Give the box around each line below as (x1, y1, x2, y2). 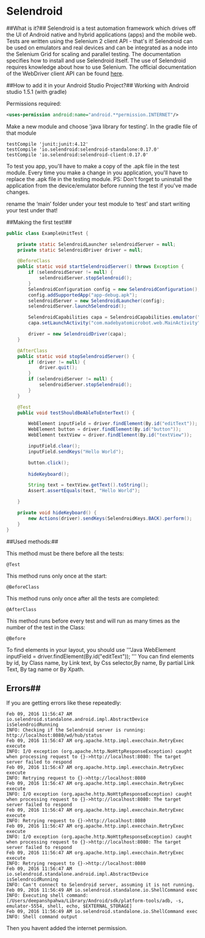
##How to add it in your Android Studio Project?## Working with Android (6, 81, 189, 89)
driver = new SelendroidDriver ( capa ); (28, 331, 127, 337)
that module (6, 129, 37, 137)
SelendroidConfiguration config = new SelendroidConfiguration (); (28, 286, 201, 292)
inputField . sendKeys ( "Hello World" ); (28, 448, 124, 455)
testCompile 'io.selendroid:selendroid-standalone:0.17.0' (6, 146, 160, 152)
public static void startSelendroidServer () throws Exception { (17, 263, 184, 270)
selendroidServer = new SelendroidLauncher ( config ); (28, 298, 165, 304)
